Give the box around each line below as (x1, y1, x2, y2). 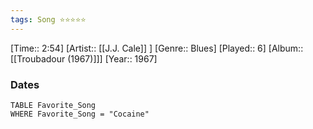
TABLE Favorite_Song (10, 100, 97, 110)
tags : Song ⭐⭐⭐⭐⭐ (10, 14, 87, 25)
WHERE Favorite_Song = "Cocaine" (10, 109, 150, 119)
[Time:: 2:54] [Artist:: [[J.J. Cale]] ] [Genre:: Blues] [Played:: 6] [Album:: (10, 42, 304, 54)
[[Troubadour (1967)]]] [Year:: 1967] (10, 52, 158, 65)
